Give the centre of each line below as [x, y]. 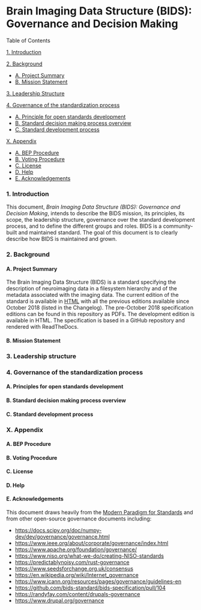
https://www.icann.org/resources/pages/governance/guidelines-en [98, 582]
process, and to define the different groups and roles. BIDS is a [84, 226]
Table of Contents [28, 40]
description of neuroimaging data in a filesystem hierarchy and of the [91, 288]
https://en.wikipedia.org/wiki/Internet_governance [77, 575]
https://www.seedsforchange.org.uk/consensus [74, 569]
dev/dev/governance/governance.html [62, 537]
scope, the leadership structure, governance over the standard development [100, 220]
